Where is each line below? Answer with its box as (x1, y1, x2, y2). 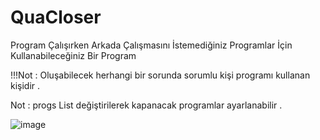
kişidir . (10, 79, 41, 91)
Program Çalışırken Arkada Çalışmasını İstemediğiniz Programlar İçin (10, 39, 293, 51)
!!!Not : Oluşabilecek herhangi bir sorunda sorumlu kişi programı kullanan (10, 69, 311, 81)
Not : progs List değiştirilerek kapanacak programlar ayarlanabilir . (10, 99, 283, 111)
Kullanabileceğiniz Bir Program (10, 49, 137, 61)
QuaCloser (10, 6, 102, 29)
